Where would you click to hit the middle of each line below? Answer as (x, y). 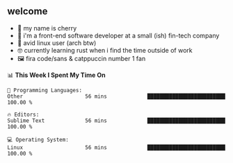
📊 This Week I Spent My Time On (56, 75)
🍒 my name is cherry (47, 28)
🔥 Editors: (23, 114)
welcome (27, 11)
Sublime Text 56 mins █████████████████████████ (116, 121)
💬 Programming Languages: (45, 90)
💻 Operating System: (38, 139)
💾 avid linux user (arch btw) (57, 43)
